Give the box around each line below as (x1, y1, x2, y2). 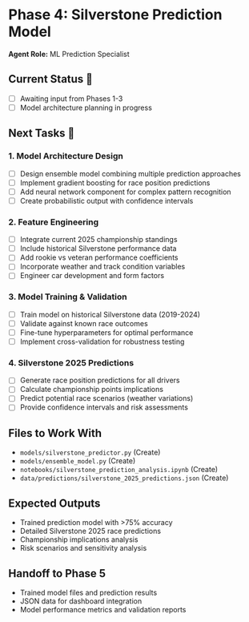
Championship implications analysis (19, 535, 139, 544)
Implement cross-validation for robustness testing (19, 337, 185, 346)
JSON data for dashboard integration (19, 596, 143, 606)
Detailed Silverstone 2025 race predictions (19, 527, 162, 536)
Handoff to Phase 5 (8, 567, 106, 580)
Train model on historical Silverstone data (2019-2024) (19, 309, 201, 319)
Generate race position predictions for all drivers (19, 375, 180, 386)
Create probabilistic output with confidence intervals (19, 196, 194, 205)
